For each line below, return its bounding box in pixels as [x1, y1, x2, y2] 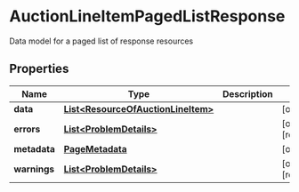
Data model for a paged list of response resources [9, 36, 194, 46]
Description [222, 87, 273, 100]
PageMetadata [63, 142, 127, 155]
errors [13, 123, 41, 135]
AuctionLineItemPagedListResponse [9, 6, 286, 27]
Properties [9, 61, 69, 76]
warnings [13, 163, 55, 175]
